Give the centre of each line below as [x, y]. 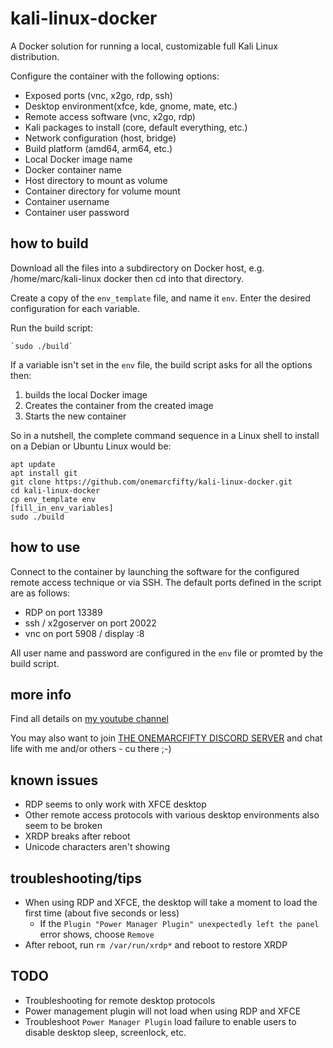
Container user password [77, 212]
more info [41, 694]
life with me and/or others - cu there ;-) [91, 749]
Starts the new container [75, 416]
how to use [45, 547]
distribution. [35, 56]
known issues [54, 780]
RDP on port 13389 [63, 612]
